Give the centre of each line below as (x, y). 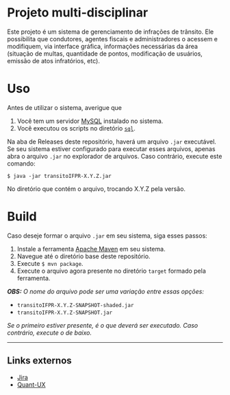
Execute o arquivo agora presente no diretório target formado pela (112, 271)
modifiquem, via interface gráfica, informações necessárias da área (103, 46)
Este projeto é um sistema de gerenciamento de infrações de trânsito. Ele (111, 32)
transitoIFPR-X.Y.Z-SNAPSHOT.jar (65, 313)
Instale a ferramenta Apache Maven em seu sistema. (91, 249)
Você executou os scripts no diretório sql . (76, 128)
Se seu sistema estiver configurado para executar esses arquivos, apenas (111, 148)
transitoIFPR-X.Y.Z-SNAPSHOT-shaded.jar (75, 305)
